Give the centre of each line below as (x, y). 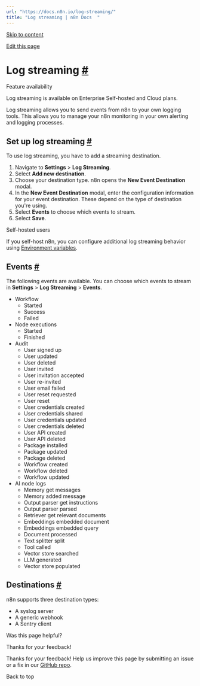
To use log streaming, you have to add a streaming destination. (84, 156)
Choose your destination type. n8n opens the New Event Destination (100, 180)
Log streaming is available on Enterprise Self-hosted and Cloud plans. (92, 98)
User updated (41, 356)
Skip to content (25, 34)
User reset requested (50, 394)
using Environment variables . (42, 248)
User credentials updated (55, 420)
